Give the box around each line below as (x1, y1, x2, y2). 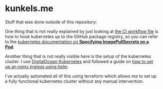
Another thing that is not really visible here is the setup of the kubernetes (5, 53, 151, 59)
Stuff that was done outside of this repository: (5, 19, 97, 25)
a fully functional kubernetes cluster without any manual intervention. (5, 78, 144, 84)
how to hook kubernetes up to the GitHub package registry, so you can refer (5, 34, 158, 39)
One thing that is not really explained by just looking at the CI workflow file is (5, 28, 159, 34)
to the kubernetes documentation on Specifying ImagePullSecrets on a (5, 38, 149, 44)
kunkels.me (5, 3, 54, 14)
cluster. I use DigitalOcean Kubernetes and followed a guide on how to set (5, 58, 153, 64)
